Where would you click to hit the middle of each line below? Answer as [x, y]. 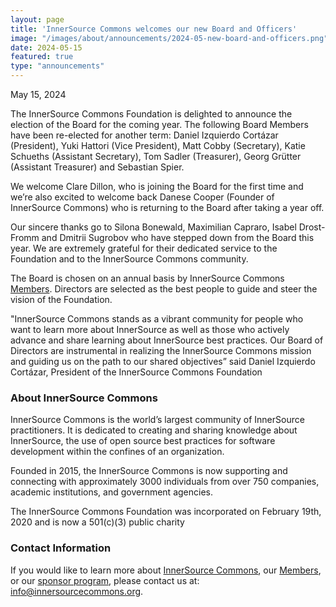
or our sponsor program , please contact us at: [105, 580]
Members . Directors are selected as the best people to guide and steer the [164, 289]
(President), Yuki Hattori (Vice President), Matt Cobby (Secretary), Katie [158, 145]
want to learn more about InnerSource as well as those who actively [150, 329]
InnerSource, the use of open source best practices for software [143, 441]
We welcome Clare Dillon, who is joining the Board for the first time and [157, 186]
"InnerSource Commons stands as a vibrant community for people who [157, 319]
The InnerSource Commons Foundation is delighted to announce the [151, 114]
